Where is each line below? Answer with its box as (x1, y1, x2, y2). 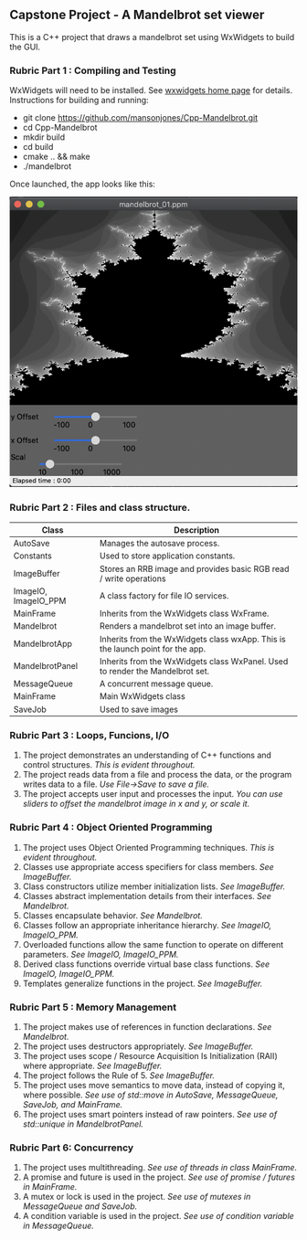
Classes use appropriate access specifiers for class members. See (22, 861, 274, 872)
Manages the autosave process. (99, 538, 220, 549)
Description (173, 525, 219, 535)
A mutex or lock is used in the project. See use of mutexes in (22, 1192, 251, 1203)
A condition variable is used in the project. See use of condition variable (22, 1211, 294, 1222)
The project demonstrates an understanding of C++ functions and (22, 749, 272, 761)
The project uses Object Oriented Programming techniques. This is (22, 842, 275, 853)
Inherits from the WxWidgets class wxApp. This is (99, 633, 286, 644)
